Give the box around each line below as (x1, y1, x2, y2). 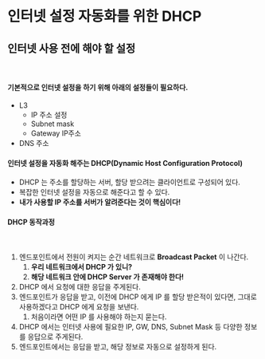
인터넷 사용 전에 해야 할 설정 (7, 41, 136, 55)
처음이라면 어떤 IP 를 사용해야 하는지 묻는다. (30, 312, 167, 322)
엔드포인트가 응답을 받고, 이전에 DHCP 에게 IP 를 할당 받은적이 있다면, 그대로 (18, 292, 258, 302)
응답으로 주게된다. (27, 332, 84, 341)
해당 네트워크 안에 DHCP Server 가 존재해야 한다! (30, 272, 185, 282)
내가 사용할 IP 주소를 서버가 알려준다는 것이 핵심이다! (18, 197, 181, 207)
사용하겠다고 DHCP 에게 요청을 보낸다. (18, 302, 139, 311)
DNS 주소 (18, 139, 49, 148)
